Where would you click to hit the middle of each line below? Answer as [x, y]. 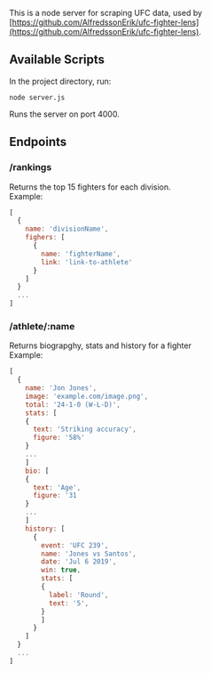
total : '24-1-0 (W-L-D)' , [73, 404]
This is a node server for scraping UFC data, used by [105, 13]
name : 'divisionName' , [67, 229]
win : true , [61, 570]
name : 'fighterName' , [81, 254]
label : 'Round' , [78, 595]
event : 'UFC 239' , [75, 545]
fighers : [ [45, 238]
